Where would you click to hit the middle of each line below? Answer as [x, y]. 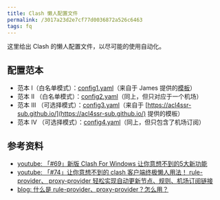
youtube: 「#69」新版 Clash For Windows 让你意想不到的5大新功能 [112, 164]
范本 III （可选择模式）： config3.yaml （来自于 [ [82, 105]
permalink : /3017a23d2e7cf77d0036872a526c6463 [75, 20]
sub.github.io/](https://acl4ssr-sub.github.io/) [81, 114]
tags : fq [20, 26]
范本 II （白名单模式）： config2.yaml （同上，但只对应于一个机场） [110, 97]
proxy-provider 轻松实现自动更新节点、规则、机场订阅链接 [131, 181]
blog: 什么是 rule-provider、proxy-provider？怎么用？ [93, 189]
